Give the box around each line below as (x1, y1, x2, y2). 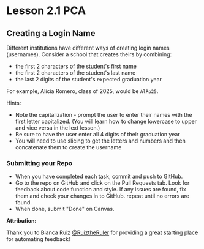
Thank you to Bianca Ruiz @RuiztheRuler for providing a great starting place (6, 229, 198, 236)
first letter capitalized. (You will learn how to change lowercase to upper (15, 117, 197, 125)
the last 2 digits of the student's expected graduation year (15, 76, 162, 83)
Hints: (6, 99, 21, 106)
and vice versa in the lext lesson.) (15, 124, 100, 132)
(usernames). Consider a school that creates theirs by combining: (6, 51, 172, 58)
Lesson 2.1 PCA (6, 4, 86, 18)
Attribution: (6, 217, 37, 225)
